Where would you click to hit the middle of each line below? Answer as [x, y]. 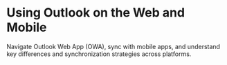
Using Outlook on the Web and [96, 13]
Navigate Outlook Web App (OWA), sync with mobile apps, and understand [113, 46]
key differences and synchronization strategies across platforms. [99, 54]
